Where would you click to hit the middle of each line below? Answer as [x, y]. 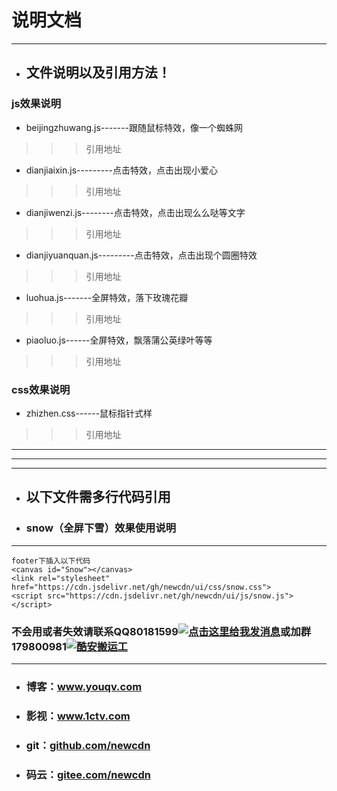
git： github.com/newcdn [88, 745]
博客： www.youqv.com [84, 686]
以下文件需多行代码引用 [98, 497]
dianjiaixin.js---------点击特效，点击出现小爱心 [121, 170]
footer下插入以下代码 [51, 561]
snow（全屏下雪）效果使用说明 [101, 528]
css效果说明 [41, 389]
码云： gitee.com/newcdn [88, 774]
